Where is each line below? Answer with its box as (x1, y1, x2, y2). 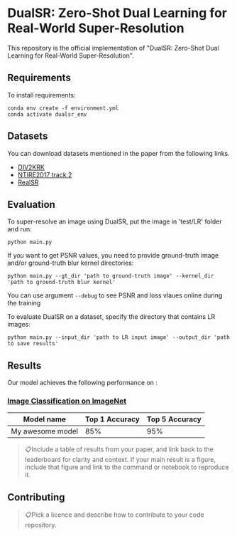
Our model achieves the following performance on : (7, 379, 158, 387)
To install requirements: (7, 90, 76, 99)
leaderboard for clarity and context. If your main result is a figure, (24, 456, 216, 464)
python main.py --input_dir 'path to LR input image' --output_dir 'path (7, 334, 231, 341)
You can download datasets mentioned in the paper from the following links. (7, 149, 230, 157)
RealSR (17, 178, 39, 186)
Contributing (7, 491, 65, 503)
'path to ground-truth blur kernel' (7, 279, 116, 286)
